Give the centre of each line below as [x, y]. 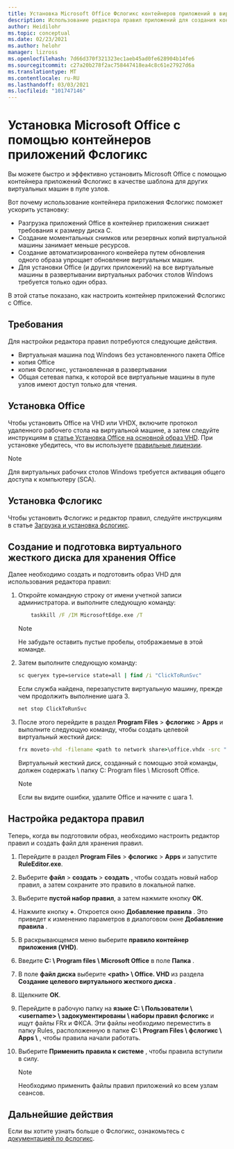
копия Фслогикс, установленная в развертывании [92, 369]
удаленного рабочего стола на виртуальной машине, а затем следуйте [114, 430]
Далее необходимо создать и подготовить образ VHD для [94, 574]
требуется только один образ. [63, 282]
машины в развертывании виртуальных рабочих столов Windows [116, 275]
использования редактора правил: [60, 582]
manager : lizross [33, 53]
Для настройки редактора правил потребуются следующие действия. [112, 341]
